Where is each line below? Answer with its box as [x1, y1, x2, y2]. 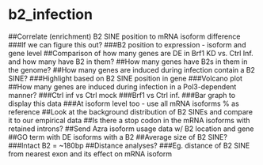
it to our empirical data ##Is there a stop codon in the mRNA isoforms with [8, 115, 251, 125]
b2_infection [8, 6, 93, 24]
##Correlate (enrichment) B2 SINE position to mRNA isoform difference [8, 32, 241, 41]
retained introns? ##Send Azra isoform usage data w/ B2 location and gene [8, 124, 254, 133]
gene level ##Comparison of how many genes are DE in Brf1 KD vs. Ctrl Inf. [8, 48, 253, 58]
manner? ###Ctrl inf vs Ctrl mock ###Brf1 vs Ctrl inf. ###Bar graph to [8, 90, 236, 99]
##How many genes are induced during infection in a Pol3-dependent [8, 81, 237, 92]
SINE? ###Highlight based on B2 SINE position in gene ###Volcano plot [8, 73, 243, 83]
